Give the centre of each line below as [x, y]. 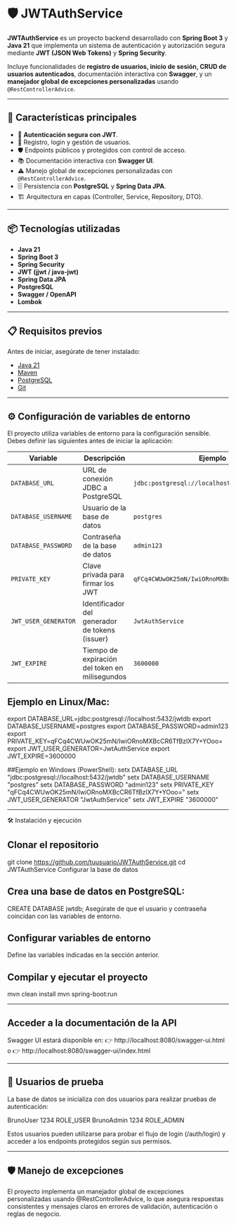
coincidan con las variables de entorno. [64, 916]
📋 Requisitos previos [55, 331]
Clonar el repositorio [53, 845]
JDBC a [95, 488]
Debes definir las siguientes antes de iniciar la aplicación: [90, 441]
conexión [98, 479]
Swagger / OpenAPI [47, 294]
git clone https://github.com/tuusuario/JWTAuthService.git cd [97, 862]
